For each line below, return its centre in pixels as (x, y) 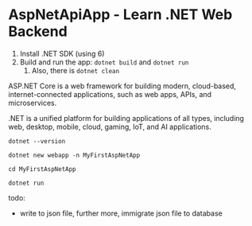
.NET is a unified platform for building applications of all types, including (126, 118)
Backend (38, 31)
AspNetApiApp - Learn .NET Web (120, 15)
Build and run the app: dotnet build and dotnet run (104, 62)
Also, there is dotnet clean (76, 70)
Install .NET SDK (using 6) (62, 53)
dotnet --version (37, 141)
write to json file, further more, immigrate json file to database (121, 213)
